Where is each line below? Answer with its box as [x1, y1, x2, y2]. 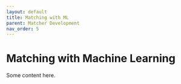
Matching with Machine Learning [6, 52, 176, 65]
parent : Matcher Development [6, 20, 80, 26]
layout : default [6, 8, 47, 15]
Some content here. [6, 72, 56, 79]
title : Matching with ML [6, 15, 69, 21]
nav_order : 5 [6, 25, 39, 32]
